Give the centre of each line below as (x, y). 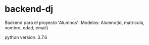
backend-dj (29, 9)
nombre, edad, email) (26, 27)
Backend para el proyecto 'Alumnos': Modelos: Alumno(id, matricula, (74, 22)
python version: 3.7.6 (26, 37)
